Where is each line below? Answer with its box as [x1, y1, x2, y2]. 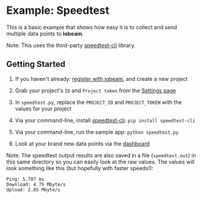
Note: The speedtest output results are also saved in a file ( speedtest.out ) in [6, 151, 197, 159]
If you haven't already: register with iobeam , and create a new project [14, 75, 188, 82]
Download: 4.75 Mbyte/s [6, 182, 66, 188]
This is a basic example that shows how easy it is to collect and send [6, 24, 177, 31]
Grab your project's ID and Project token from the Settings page [14, 87, 176, 94]
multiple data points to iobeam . [6, 30, 84, 37]
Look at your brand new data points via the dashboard [14, 140, 150, 147]
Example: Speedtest [6, 4, 110, 17]
